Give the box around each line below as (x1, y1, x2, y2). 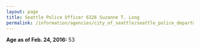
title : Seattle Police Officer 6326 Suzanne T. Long (6, 14, 140, 20)
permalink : (6, 20, 33, 26)
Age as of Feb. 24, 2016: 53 (6, 36, 76, 44)
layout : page (6, 8, 39, 15)
